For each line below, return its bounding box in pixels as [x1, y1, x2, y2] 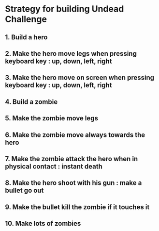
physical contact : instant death [5, 162, 102, 170]
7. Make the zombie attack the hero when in [5, 154, 138, 163]
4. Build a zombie [5, 98, 58, 106]
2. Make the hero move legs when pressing [5, 49, 137, 58]
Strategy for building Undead [5, 3, 124, 15]
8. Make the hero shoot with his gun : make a [5, 179, 142, 187]
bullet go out [5, 186, 44, 195]
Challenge [5, 14, 47, 25]
